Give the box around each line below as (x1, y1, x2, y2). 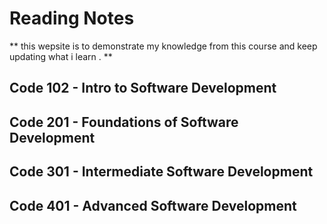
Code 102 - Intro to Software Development (9, 80, 277, 97)
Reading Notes (9, 7, 135, 30)
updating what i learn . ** (9, 50, 113, 62)
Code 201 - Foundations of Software (9, 113, 239, 131)
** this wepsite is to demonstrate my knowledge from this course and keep (9, 40, 318, 52)
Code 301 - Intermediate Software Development (9, 163, 314, 181)
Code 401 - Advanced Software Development (9, 197, 297, 214)
